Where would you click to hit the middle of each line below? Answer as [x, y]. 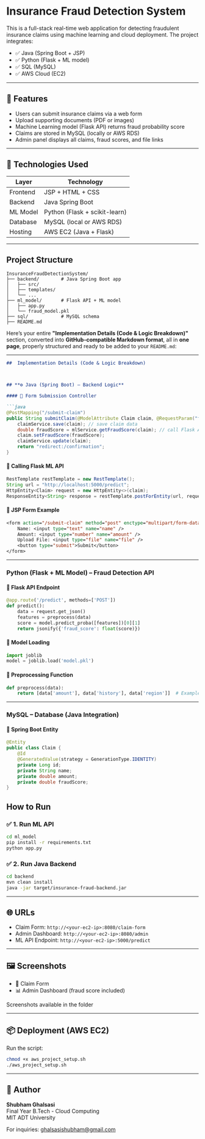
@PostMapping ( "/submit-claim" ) [46, 413]
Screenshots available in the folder [50, 1005]
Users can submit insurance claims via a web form [78, 114]
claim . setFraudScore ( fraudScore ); [61, 435]
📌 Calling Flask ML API [35, 466]
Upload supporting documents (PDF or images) [74, 120]
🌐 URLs [21, 912]
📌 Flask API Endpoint [33, 587]
